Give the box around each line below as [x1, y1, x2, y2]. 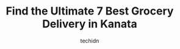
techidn [80, 37, 99, 44]
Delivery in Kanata [41, 17, 138, 31]
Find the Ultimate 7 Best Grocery [5, 4, 174, 18]
